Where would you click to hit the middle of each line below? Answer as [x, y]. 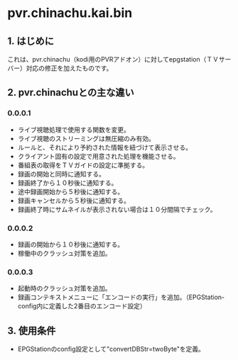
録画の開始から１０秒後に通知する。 [71, 244]
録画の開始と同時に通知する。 [61, 174]
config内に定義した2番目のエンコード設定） [82, 306]
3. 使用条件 [32, 331]
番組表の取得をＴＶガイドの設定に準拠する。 [83, 165]
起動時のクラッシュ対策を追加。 [64, 288]
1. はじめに [31, 41]
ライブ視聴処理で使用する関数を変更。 [74, 130]
